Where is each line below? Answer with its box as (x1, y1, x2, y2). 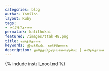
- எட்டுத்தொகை (5, 25, 32, 30)
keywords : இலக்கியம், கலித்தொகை (5, 43, 68, 48)
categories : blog (5, 7, 40, 12)
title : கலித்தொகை (5, 39, 41, 43)
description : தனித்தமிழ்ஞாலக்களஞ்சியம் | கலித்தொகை (5, 47, 105, 52)
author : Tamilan (5, 12, 38, 16)
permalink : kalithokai (5, 29, 51, 34)
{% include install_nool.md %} (5, 61, 66, 67)
